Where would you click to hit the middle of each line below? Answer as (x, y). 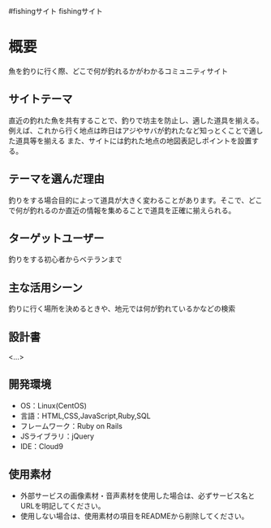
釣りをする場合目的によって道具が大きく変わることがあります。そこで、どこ (135, 200)
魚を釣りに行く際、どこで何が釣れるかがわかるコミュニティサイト (118, 71)
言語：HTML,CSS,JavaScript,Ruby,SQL (86, 416)
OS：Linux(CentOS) (54, 405)
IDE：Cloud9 (41, 446)
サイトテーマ (41, 99)
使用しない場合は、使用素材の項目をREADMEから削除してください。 (134, 516)
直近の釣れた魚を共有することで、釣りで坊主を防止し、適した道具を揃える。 (136, 120)
